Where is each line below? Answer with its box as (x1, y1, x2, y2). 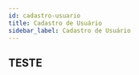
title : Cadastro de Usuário (8, 19, 103, 27)
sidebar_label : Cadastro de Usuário (8, 26, 131, 34)
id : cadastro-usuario (8, 11, 81, 20)
